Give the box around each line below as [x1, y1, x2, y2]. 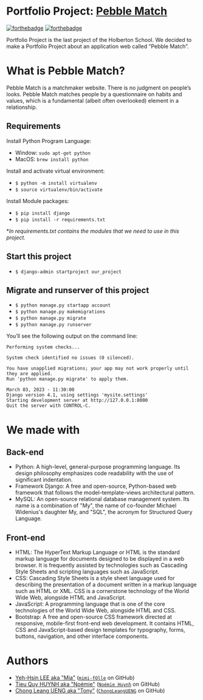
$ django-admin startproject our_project [15, 269, 122, 275]
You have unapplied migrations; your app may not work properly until [6, 366, 189, 372]
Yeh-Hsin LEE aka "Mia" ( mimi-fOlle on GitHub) [15, 674, 135, 682]
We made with [6, 423, 80, 437]
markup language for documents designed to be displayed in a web [15, 555, 184, 563]
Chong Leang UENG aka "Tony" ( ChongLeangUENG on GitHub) [15, 687, 165, 695]
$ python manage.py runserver [15, 322, 92, 328]
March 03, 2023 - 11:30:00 [6, 387, 75, 393]
